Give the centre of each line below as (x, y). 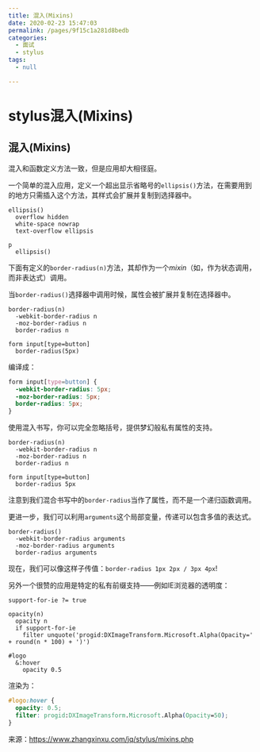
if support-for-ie (46, 628)
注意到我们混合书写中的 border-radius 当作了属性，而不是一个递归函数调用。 (132, 500)
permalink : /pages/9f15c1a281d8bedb (69, 30)
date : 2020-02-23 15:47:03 (53, 23)
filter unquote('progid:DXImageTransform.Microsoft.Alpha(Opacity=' (138, 635)
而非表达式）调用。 (40, 277)
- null (26, 67)
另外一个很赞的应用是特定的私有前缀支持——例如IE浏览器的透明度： (119, 585)
